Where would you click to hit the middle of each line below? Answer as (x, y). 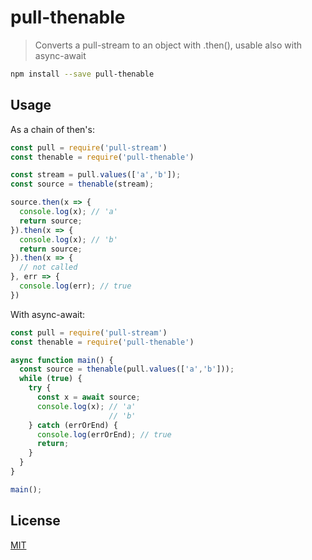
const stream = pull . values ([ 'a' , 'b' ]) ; (96, 175)
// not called (48, 267)
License (35, 521)
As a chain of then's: (52, 129)
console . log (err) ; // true (75, 286)
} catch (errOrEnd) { (73, 425)
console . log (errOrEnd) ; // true (104, 434)
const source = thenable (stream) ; (82, 184)
